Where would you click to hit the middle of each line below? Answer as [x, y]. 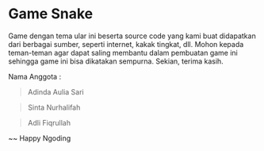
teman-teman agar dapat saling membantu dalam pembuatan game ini [123, 52]
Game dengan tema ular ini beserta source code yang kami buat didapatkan [132, 36]
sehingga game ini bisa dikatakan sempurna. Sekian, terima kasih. [116, 61]
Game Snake [51, 14]
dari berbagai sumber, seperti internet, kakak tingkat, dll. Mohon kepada [126, 44]
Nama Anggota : [35, 76]
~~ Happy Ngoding [40, 138]
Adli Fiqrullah [49, 122]
